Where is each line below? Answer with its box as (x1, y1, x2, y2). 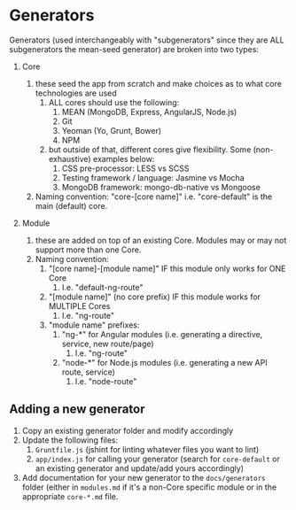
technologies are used (35, 88, 117, 98)
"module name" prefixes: (48, 320, 140, 330)
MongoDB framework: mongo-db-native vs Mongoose (61, 182, 261, 192)
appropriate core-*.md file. (21, 491, 119, 501)
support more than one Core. (35, 244, 142, 255)
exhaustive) (48, 153, 91, 164)
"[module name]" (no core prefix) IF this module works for (48, 291, 261, 302)
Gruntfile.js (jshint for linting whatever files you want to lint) (35, 444, 260, 454)
